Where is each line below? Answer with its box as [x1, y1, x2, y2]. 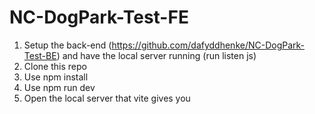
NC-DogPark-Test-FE [9, 6, 189, 29]
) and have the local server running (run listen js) [56, 49, 257, 61]
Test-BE [23, 49, 57, 61]
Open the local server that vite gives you [23, 92, 191, 104]
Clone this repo [23, 60, 87, 72]
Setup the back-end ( [23, 39, 112, 51]
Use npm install [23, 71, 89, 83]
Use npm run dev [23, 81, 96, 93]
